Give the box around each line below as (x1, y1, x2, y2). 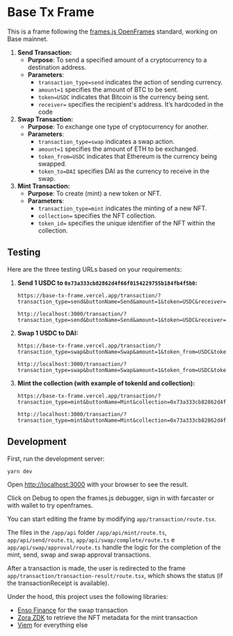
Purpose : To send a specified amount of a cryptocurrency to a (27, 55, 207, 64)
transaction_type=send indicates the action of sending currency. (38, 77, 223, 86)
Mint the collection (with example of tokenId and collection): (17, 378, 195, 387)
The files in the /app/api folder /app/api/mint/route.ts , (7, 528, 167, 537)
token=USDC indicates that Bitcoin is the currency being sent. (38, 92, 210, 101)
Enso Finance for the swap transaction (17, 606, 128, 614)
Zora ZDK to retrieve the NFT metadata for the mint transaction (17, 614, 198, 622)
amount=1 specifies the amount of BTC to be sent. (38, 85, 179, 94)
